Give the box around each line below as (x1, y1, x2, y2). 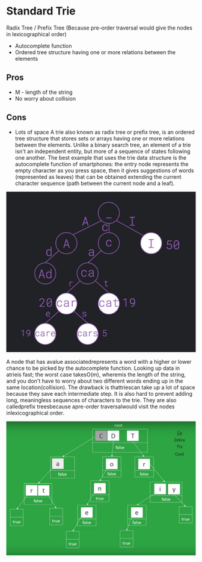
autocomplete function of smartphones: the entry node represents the (14, 160, 189, 167)
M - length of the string (14, 89, 73, 96)
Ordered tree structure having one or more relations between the (14, 48, 176, 55)
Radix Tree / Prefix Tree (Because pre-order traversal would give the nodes (6, 24, 192, 31)
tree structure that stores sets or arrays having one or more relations (14, 134, 185, 142)
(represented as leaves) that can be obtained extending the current (14, 173, 182, 180)
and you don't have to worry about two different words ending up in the (6, 378, 183, 385)
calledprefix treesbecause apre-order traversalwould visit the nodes (6, 403, 175, 410)
